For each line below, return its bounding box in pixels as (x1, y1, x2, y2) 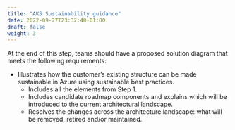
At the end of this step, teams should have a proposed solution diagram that (7, 49, 228, 58)
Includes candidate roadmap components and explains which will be (28, 93, 227, 101)
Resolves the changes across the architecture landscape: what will (28, 108, 222, 116)
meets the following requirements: (7, 57, 107, 65)
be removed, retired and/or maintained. (28, 115, 143, 124)
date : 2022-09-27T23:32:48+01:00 (7, 17, 106, 24)
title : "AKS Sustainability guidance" (7, 10, 121, 18)
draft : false (7, 23, 46, 30)
